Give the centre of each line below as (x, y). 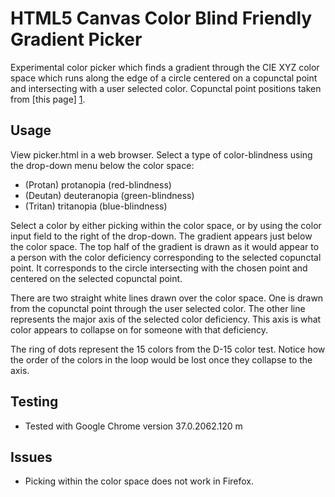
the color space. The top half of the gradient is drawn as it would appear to (165, 246)
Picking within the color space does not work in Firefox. (139, 481)
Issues (31, 457)
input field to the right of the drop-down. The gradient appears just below (161, 236)
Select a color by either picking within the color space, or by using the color (166, 225)
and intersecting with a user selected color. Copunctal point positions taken (166, 88)
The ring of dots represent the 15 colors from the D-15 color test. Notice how (168, 349)
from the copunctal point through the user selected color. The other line (158, 308)
